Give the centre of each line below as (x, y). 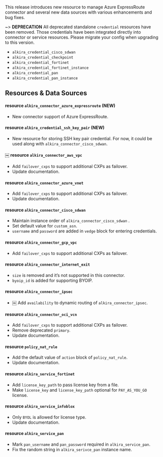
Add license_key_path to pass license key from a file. (65, 385)
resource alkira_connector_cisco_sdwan (45, 210)
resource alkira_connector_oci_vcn (41, 314)
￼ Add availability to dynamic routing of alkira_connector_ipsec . (80, 303)
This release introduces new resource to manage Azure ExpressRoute (75, 7)
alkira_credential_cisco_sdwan (44, 52)
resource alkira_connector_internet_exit (47, 264)
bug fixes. (15, 17)
